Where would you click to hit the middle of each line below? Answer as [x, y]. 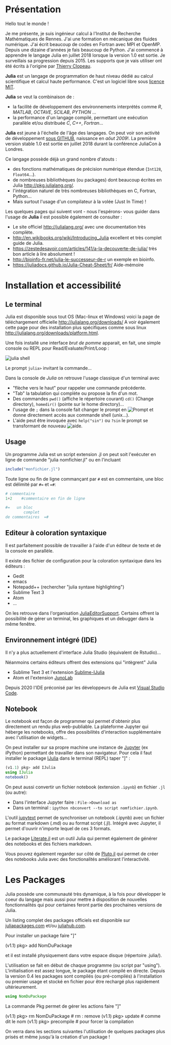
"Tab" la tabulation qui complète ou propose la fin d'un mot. [75, 393]
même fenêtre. [21, 624]
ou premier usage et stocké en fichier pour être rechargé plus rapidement [82, 982]
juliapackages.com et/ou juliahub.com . [46, 926]
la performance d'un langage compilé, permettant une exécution [80, 117]
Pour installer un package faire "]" [41, 936]
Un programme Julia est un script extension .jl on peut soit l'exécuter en [81, 454]
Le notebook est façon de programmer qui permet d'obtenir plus [73, 721]
